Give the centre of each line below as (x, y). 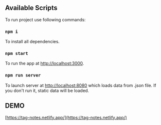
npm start (17, 54)
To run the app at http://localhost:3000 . (45, 63)
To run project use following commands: (45, 19)
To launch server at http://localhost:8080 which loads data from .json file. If (81, 85)
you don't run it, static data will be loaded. (47, 90)
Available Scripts (31, 8)
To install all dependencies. (32, 42)
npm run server (23, 75)
